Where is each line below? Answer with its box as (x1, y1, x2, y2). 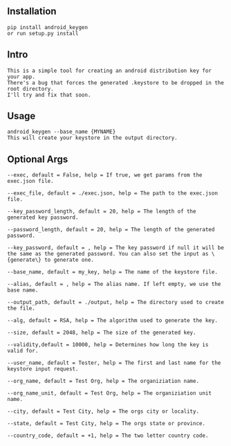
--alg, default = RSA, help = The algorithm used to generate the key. (7, 317, 218, 324)
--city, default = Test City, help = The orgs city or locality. (7, 408, 199, 415)
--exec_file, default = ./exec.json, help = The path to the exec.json (7, 190, 218, 197)
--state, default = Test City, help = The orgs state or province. (7, 420, 206, 427)
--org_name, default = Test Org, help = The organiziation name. (7, 377, 199, 385)
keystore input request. (7, 366, 79, 373)
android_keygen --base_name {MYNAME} (7, 128, 116, 136)
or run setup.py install (7, 30, 79, 37)
